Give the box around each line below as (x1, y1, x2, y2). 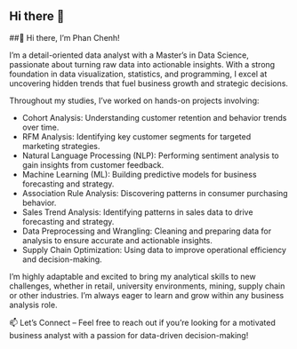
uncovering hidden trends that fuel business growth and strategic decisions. (9, 77, 289, 89)
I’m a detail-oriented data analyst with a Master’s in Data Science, (9, 50, 249, 60)
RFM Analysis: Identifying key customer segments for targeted (21, 131, 252, 142)
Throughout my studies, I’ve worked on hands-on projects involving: (9, 95, 260, 106)
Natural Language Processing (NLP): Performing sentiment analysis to (21, 150, 279, 161)
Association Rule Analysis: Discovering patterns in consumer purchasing (21, 187, 288, 198)
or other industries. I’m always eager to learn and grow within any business (9, 290, 285, 300)
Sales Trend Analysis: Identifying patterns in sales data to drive (21, 206, 253, 218)
